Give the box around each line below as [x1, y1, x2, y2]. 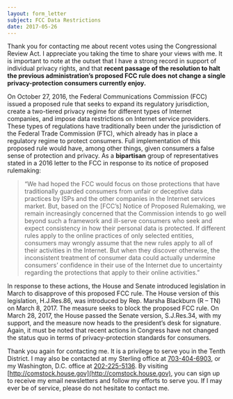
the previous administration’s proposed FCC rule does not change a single [7, 72, 226, 80]
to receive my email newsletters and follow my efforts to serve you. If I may [7, 377, 223, 385]
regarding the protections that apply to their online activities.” [24, 268, 200, 277]
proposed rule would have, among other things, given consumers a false [7, 144, 215, 153]
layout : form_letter [7, 10, 67, 17]
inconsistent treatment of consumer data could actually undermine [24, 254, 216, 262]
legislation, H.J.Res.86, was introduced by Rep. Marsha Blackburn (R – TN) [7, 297, 221, 305]
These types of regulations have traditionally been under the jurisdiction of [7, 122, 221, 131]
